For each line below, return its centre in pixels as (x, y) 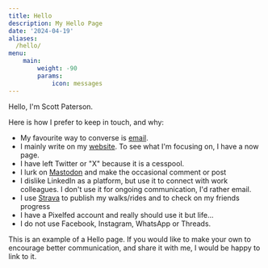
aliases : (23, 38)
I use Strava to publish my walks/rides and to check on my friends (130, 198)
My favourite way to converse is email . (84, 137)
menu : (17, 53)
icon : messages (77, 83)
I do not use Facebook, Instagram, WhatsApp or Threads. (115, 224)
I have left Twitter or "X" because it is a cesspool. (102, 163)
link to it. (23, 256)
